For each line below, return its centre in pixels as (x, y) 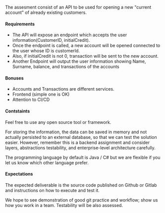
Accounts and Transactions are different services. (63, 89)
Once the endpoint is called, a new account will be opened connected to (86, 46)
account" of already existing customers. (46, 12)
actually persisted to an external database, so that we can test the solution (81, 137)
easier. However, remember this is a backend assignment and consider (78, 142)
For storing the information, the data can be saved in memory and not (76, 132)
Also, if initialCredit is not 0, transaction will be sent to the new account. (85, 56)
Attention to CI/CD (31, 100)
